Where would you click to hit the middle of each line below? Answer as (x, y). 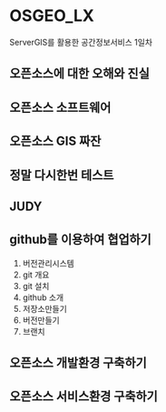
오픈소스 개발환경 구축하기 (78, 363)
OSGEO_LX (52, 16)
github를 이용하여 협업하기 (80, 240)
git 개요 (36, 275)
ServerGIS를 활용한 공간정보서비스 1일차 (81, 42)
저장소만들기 (45, 308)
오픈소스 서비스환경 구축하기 (84, 397)
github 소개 (43, 297)
